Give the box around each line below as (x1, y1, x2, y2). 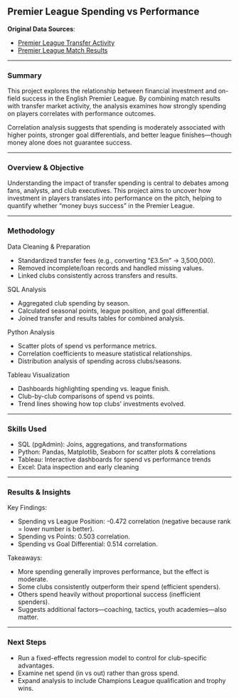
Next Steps (7, 637, 47, 647)
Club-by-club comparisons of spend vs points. (17, 392, 155, 400)
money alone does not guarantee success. (7, 138, 132, 147)
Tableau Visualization (7, 370, 70, 379)
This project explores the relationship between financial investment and (7, 87, 217, 95)
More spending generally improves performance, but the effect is (17, 568, 210, 576)
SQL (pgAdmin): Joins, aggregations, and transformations (17, 440, 187, 448)
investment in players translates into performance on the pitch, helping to (7, 194, 222, 202)
